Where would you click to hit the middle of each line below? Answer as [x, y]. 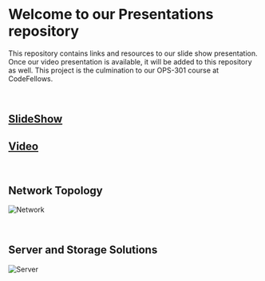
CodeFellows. [31, 78]
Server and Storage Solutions [83, 250]
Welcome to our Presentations [111, 15]
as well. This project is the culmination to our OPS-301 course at [114, 70]
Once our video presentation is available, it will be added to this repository [131, 61]
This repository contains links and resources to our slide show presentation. [133, 53]
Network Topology [55, 191]
